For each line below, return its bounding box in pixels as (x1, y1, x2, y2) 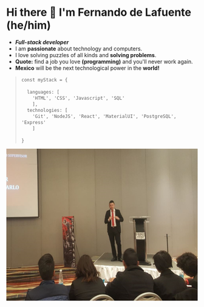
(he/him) (6, 18, 52, 32)
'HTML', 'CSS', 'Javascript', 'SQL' (32, 95, 125, 101)
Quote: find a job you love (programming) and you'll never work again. (15, 58, 193, 65)
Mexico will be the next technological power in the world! (15, 64, 160, 72)
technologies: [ (27, 107, 68, 113)
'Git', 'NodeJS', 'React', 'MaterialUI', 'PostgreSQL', (32, 113, 177, 119)
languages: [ (27, 89, 60, 95)
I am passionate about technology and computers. (15, 45, 143, 52)
